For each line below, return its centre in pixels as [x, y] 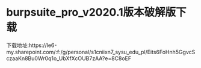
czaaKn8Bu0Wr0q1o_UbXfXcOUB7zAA [54, 58]
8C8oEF [121, 58]
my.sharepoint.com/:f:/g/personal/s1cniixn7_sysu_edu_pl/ [77, 52]
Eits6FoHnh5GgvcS [171, 52]
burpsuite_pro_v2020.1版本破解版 [91, 12]
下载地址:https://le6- [32, 45]
